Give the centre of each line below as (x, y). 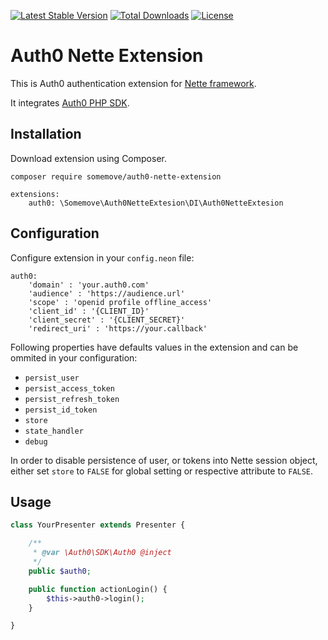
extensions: (35, 194)
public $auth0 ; (60, 571)
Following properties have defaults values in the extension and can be (154, 347)
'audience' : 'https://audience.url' (107, 293)
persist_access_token (69, 388)
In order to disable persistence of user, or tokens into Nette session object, (164, 460)
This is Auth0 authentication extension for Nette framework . (133, 83)
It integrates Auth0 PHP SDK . (70, 102)
